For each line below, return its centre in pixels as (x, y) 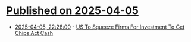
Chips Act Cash (34, 33)
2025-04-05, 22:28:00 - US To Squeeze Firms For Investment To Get (100, 27)
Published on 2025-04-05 (72, 11)
